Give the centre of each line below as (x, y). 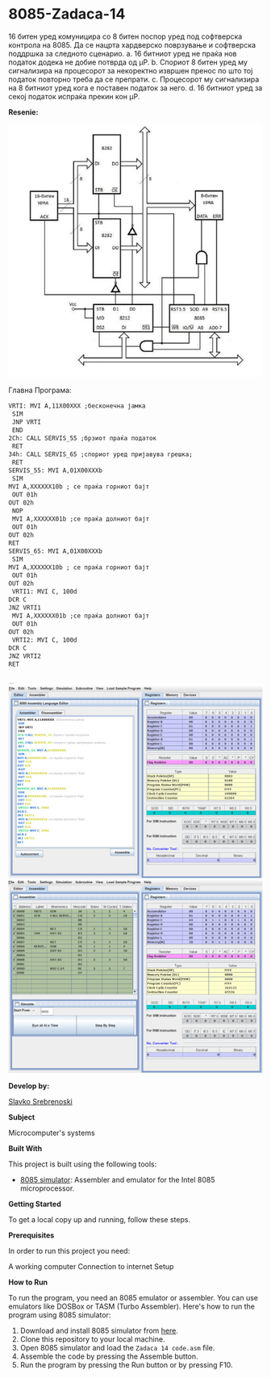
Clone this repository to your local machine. (92, 1339)
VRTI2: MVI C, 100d (45, 640)
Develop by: (29, 1086)
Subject (22, 1117)
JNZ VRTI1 (25, 608)
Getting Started (35, 1204)
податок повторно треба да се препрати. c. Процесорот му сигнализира (134, 79)
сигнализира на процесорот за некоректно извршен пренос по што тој (131, 70)
